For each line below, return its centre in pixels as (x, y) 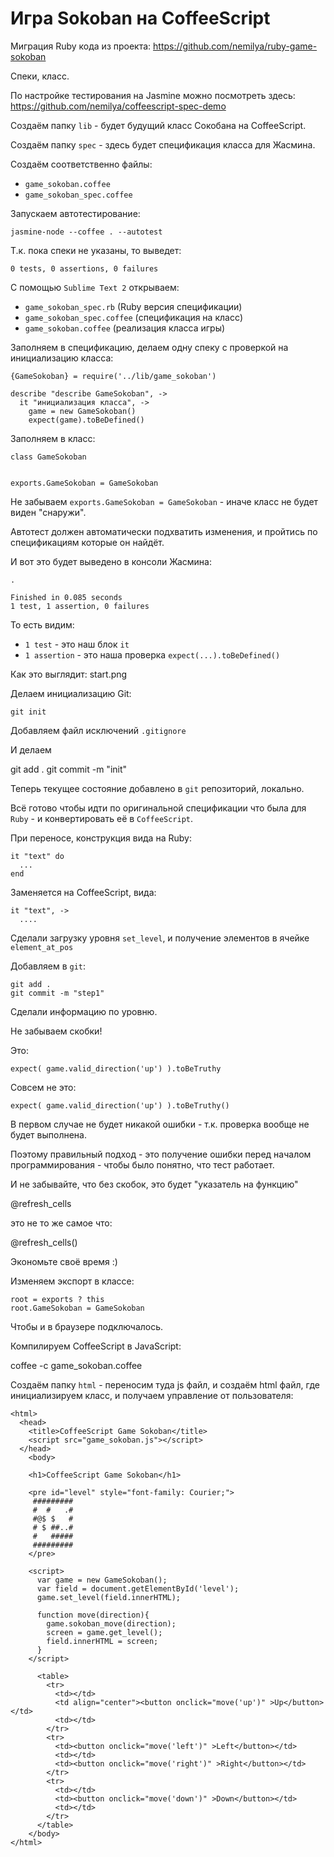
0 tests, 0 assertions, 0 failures (84, 268)
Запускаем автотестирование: (75, 213)
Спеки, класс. (40, 76)
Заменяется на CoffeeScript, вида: (83, 892)
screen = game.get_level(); (104, 1632)
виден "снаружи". (48, 512)
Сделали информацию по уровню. (84, 1011)
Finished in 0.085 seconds (66, 597)
